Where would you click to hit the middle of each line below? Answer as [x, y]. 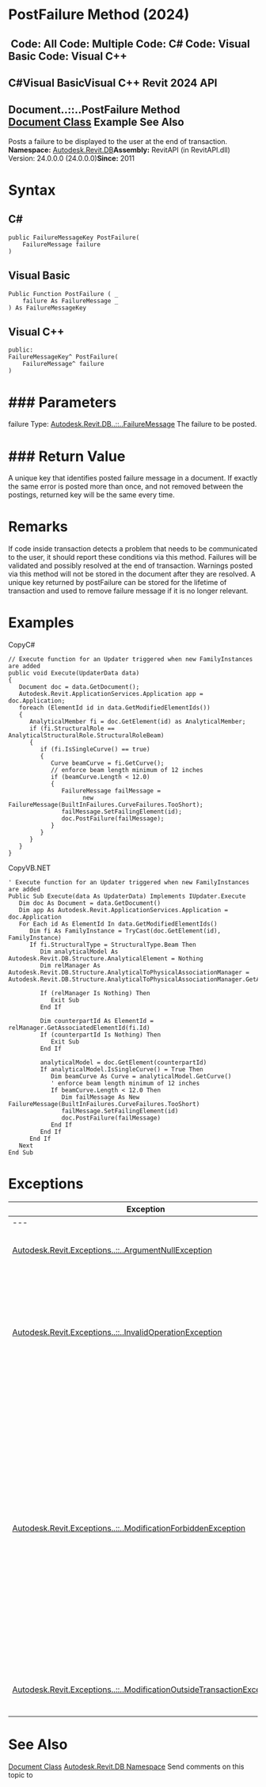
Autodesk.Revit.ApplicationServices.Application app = [111, 694]
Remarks [38, 527]
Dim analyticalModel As [79, 952]
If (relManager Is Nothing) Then [95, 994]
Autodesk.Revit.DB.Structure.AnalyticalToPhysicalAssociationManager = [129, 973]
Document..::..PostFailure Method [94, 110]
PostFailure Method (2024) [99, 15]
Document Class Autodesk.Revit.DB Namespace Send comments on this [126, 1766]
